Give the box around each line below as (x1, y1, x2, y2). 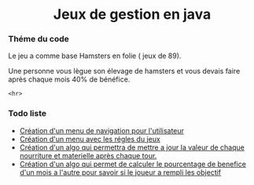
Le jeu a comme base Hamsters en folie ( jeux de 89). (8, 51, 182, 60)
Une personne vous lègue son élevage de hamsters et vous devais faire (8, 67, 241, 76)
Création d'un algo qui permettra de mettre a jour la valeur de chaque (19, 143, 245, 152)
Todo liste (8, 108, 47, 119)
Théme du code (8, 34, 69, 45)
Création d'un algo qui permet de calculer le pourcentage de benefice (19, 159, 246, 169)
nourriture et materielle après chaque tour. (19, 151, 157, 160)
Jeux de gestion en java (53, 5, 212, 24)
